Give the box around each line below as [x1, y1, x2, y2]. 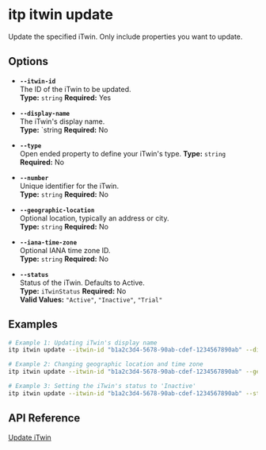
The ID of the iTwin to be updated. [19, 84, 132, 94]
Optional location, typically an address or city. [19, 213, 169, 223]
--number [19, 174, 49, 182]
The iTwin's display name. [19, 117, 105, 126]
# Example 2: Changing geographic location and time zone [8, 360, 203, 368]
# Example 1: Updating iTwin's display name [8, 339, 158, 347]
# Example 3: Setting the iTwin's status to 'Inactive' [8, 383, 196, 390]
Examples [8, 317, 58, 331]
